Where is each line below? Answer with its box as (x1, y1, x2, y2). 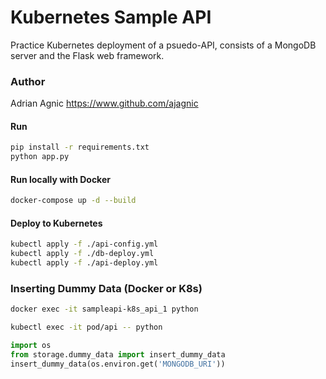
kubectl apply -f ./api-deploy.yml (10, 258, 159, 268)
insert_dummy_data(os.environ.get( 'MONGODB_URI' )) (10, 359, 226, 369)
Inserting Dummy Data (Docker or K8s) (10, 282, 203, 296)
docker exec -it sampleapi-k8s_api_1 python (10, 304, 199, 315)
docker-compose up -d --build (10, 196, 137, 206)
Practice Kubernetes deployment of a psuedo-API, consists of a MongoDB (10, 39, 317, 51)
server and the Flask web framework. (10, 49, 165, 61)
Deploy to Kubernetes (10, 217, 103, 229)
